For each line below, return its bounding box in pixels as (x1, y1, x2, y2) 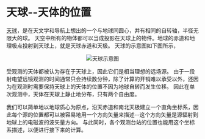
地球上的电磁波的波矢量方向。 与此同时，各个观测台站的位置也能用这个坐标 (6, 118, 195, 126)
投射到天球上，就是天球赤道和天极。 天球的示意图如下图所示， (22, 42, 179, 49)
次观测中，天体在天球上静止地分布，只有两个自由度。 (6, 90, 140, 98)
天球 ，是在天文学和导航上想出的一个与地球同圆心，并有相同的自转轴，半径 (6, 27, 193, 34)
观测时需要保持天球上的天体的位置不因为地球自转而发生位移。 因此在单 (16, 83, 195, 90)
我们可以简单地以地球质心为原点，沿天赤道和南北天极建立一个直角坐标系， (6, 103, 193, 110)
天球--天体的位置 (6, 5, 92, 19)
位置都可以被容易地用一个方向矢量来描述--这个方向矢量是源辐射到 (32, 110, 198, 118)
